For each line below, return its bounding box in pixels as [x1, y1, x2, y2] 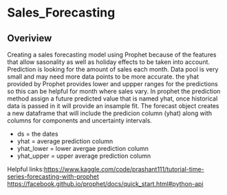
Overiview [7, 32, 52, 44]
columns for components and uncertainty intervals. [7, 116, 153, 125]
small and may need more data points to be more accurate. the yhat [7, 72, 199, 81]
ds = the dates [17, 130, 58, 138]
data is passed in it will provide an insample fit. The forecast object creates [7, 102, 219, 110]
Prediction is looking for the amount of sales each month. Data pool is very [7, 65, 219, 73]
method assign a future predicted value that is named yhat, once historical [7, 94, 218, 103]
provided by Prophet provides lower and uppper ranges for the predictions [7, 80, 218, 88]
